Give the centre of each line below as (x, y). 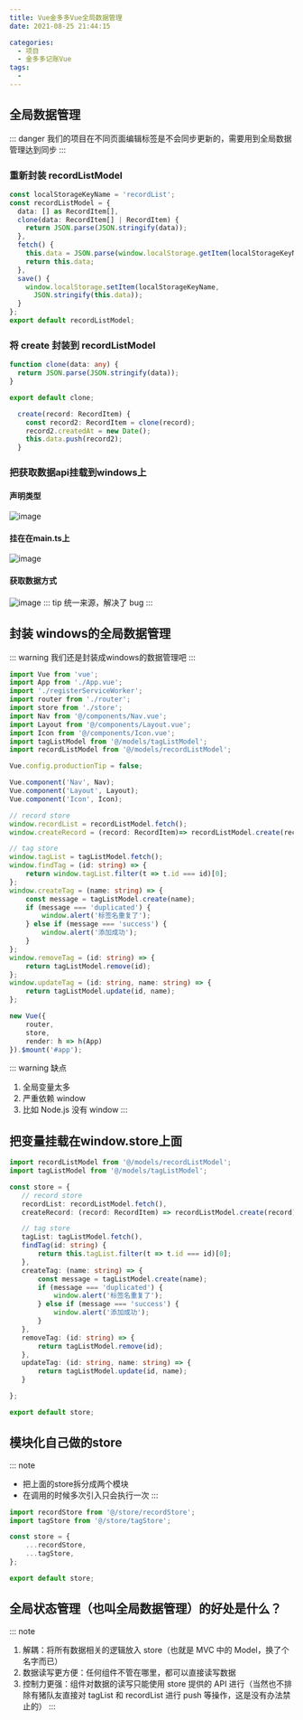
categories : (32, 42)
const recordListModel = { (60, 203)
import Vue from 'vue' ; (54, 674)
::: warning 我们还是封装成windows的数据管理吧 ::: (103, 657)
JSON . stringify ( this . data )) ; (88, 295)
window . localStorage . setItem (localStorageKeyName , (123, 287)
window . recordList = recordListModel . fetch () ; (98, 824)
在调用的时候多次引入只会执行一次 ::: (90, 1495)
